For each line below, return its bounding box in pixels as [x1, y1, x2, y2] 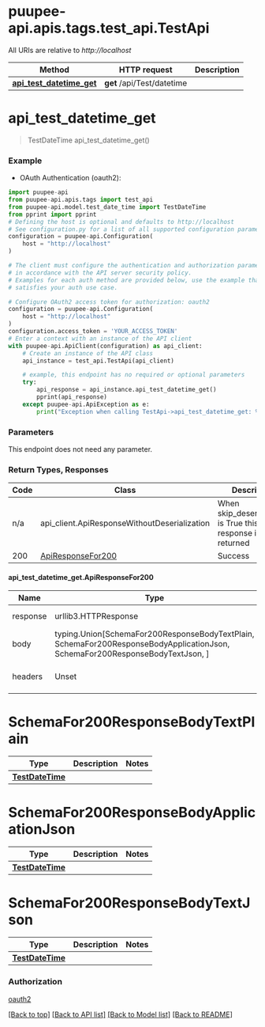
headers [12, 671, 43, 682]
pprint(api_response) [36, 393, 108, 401]
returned [217, 537, 250, 548]
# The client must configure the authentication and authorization [8, 262, 235, 270]
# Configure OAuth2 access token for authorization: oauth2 [8, 297, 211, 306]
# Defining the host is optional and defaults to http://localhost [8, 218, 235, 225]
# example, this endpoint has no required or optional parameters [22, 371, 245, 379]
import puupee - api [8, 188, 69, 196]
